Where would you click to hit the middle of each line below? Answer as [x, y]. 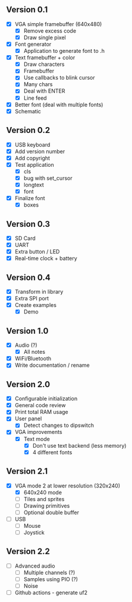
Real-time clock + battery [46, 258]
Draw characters [44, 64]
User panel [28, 419]
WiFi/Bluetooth [33, 359]
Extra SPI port [32, 299]
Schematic [28, 111]
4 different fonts [52, 452]
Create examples [35, 305]
